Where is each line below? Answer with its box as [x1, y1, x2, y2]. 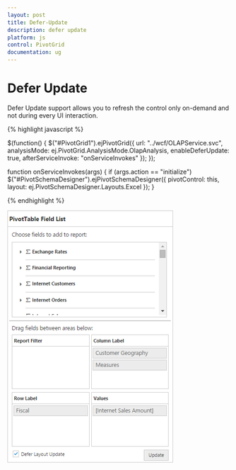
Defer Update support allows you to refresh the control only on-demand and [7, 103, 230, 112]
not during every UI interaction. [7, 111, 98, 120]
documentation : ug [7, 49, 61, 56]
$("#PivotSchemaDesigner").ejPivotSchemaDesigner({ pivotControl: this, [7, 174, 220, 184]
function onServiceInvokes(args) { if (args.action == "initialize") [7, 167, 192, 176]
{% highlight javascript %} [7, 125, 84, 133]
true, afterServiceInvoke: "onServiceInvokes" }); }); [7, 153, 155, 162]
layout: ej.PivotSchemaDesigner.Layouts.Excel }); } [7, 182, 155, 191]
